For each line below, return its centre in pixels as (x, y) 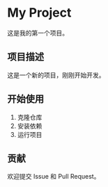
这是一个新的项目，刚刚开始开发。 (56, 75)
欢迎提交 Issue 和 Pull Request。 (54, 177)
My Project (39, 13)
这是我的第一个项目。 (38, 33)
